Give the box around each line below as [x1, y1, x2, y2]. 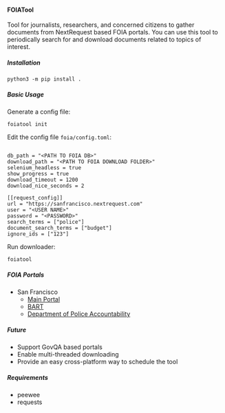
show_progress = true [7, 171, 69, 178]
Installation [7, 59, 41, 67]
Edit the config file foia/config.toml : [7, 133, 112, 141]
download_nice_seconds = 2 [7, 182, 85, 189]
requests [17, 398, 43, 406]
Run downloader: [7, 243, 56, 251]
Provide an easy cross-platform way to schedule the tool [17, 358, 178, 366]
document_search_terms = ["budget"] [7, 224, 112, 232]
